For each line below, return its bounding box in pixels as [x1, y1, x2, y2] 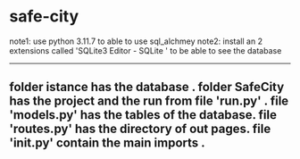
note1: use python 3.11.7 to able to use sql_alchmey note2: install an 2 [9, 36, 263, 46]
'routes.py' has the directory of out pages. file [9, 121, 271, 137]
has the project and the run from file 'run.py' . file [9, 94, 289, 109]
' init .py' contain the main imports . [9, 136, 205, 151]
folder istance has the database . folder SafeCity [9, 79, 285, 95]
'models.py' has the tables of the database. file [9, 107, 278, 122]
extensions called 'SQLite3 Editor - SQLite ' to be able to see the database [9, 45, 282, 55]
